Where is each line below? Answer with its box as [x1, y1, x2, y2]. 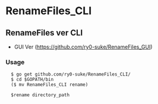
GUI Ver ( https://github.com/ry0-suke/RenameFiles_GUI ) [14, 43, 153, 50]
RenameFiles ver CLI [5, 28, 83, 38]
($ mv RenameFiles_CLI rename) [11, 82, 89, 88]
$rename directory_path [11, 92, 69, 98]
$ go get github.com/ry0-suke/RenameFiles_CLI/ [11, 71, 131, 77]
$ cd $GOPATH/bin [11, 77, 54, 83]
